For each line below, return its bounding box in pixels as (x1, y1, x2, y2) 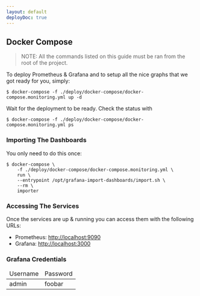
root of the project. (20, 59, 68, 66)
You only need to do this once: (6, 149, 83, 157)
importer (17, 188, 39, 194)
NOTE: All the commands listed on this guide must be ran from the (20, 53, 186, 60)
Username (9, 269, 39, 278)
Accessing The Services (6, 202, 80, 210)
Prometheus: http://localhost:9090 (14, 233, 101, 240)
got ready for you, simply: (6, 77, 70, 85)
